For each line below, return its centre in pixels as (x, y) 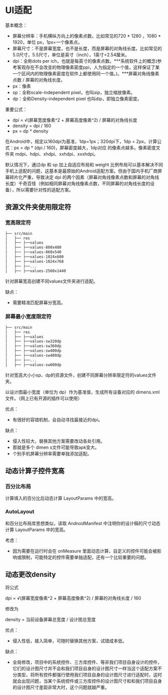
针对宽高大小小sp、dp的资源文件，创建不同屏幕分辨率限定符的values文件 (81, 375)
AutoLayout (20, 512)
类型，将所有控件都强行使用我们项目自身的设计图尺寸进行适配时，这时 (89, 675)
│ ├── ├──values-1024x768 (35, 261)
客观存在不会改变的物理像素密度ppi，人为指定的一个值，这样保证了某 (88, 67)
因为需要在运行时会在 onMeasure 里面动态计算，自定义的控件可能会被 (85, 551)
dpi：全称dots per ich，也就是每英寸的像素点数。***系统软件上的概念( (85, 61)
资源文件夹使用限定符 (38, 207)
